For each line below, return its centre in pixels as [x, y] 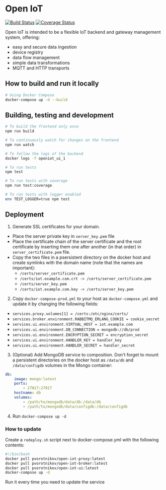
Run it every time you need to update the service [55, 482]
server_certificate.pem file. [41, 252]
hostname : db [28, 393]
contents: [15, 445]
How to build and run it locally [52, 84]
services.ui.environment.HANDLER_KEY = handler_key [67, 340]
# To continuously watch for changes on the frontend [62, 140]
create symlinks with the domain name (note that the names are [78, 262]
